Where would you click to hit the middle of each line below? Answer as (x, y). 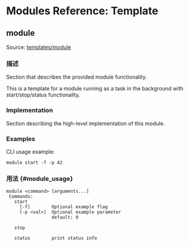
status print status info (55, 238)
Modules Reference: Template (82, 11)
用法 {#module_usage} (40, 179)
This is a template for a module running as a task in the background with (95, 89)
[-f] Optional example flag (64, 207)
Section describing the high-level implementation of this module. (86, 123)
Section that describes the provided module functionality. (77, 77)
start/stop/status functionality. (43, 95)
